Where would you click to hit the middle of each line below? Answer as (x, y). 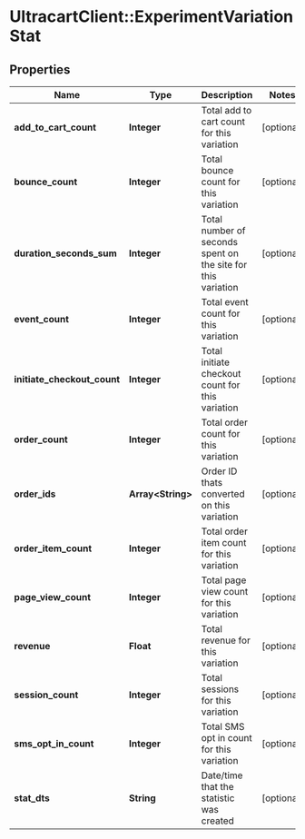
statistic (218, 798)
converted (223, 494)
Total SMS (223, 726)
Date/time (222, 775)
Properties (40, 69)
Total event (225, 302)
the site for (224, 265)
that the (217, 787)
